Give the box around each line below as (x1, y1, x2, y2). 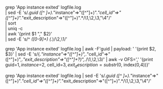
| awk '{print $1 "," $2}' (5, 31, 52, 36)
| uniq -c (5, 25, 23, 31)
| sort (5, 20, 17, 26)
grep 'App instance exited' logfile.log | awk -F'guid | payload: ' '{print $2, (5, 46, 156, 51)
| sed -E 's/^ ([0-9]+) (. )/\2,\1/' (5, 36, 67, 42)
